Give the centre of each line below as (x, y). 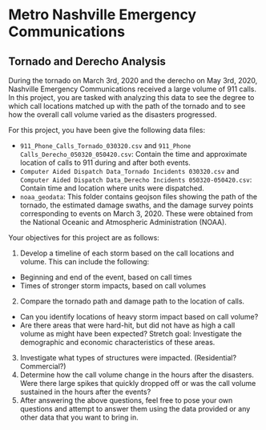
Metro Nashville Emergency (103, 15)
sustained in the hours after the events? (85, 392)
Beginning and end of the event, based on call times (106, 277)
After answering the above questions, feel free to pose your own (126, 400)
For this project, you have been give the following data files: (107, 130)
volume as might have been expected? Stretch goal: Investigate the (131, 334)
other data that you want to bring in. (79, 417)
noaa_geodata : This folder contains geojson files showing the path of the (139, 197)
